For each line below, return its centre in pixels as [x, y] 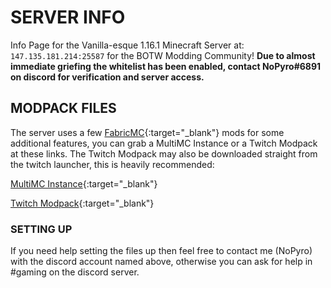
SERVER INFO [68, 17]
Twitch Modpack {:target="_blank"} [82, 203]
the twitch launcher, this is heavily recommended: [112, 164]
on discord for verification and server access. [107, 77]
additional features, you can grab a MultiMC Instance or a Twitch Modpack [164, 143]
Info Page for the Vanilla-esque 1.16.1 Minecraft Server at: [127, 45]
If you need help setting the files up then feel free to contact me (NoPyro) [161, 251]
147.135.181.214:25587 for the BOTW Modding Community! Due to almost [163, 55]
